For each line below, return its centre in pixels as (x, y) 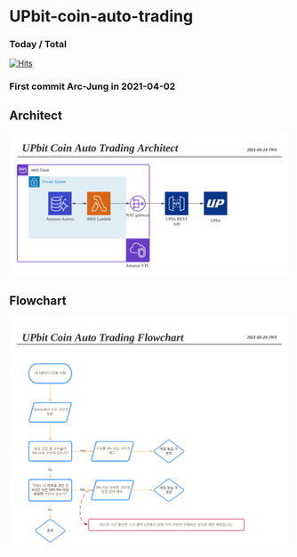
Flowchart (38, 300)
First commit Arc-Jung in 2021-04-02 (92, 86)
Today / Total (38, 44)
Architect (36, 115)
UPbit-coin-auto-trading (101, 16)
